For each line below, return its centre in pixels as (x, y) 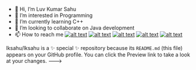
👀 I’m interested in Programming (54, 15)
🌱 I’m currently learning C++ (49, 21)
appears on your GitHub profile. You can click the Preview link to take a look (98, 55)
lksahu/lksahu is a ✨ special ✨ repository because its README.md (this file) (94, 48)
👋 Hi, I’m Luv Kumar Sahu (45, 9)
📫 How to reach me (39, 34)
